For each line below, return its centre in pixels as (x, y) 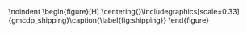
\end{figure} (189, 20)
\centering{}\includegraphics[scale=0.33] (170, 12)
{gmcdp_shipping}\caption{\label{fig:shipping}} (88, 20)
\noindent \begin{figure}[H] (54, 12)
